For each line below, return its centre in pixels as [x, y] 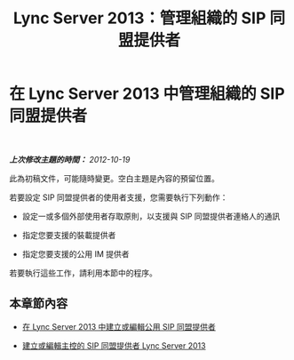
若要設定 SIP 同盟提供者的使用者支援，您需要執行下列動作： [119, 197]
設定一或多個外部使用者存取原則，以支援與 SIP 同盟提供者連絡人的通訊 [151, 216]
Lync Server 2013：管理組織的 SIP [139, 18]
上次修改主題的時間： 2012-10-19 [70, 159]
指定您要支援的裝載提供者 [69, 235]
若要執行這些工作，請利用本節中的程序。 [83, 273]
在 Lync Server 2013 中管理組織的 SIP [147, 94]
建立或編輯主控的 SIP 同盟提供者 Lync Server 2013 [114, 345]
